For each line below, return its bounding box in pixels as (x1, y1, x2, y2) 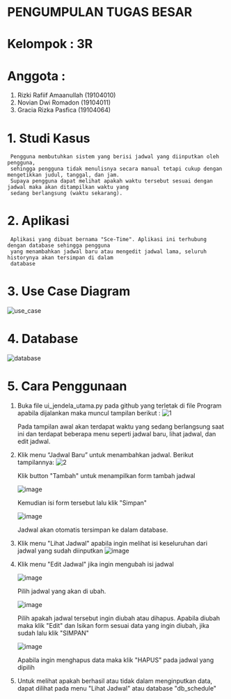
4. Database (7, 331, 79, 347)
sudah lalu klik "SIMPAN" (17, 629, 89, 637)
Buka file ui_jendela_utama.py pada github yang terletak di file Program (17, 401, 222, 410)
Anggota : (7, 68, 66, 84)
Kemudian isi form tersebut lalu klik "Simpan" (17, 499, 148, 507)
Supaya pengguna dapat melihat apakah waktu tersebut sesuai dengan (10, 178, 214, 185)
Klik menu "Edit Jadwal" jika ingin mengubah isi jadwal (17, 560, 174, 568)
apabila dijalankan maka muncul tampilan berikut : (17, 409, 161, 417)
